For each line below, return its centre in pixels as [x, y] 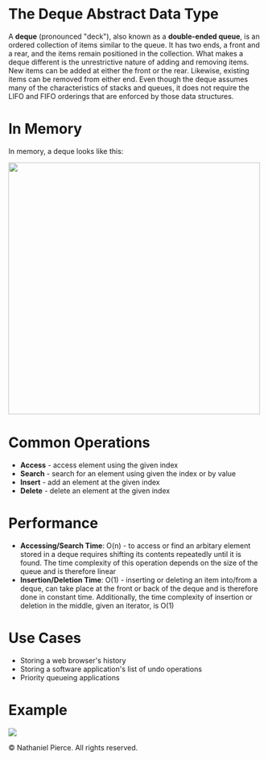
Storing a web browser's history [73, 660]
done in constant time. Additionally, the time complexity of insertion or [136, 596]
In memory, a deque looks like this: [66, 151]
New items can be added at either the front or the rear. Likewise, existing [129, 70]
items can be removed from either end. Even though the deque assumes [128, 79]
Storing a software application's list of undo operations [111, 669]
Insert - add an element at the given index [90, 482]
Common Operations [79, 443]
